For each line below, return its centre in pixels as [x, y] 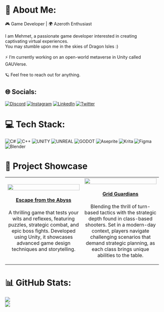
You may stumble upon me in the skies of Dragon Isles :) [62, 46]
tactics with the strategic [128, 213]
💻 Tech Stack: [35, 124]
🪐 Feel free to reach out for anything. [43, 75]
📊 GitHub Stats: [38, 283]
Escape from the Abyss [44, 200]
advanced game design [44, 243]
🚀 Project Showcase [46, 166]
